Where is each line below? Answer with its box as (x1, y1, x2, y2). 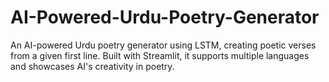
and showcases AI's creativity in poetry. (10, 60, 175, 72)
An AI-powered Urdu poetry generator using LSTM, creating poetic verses (10, 39, 317, 51)
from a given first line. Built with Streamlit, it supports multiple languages (10, 49, 310, 61)
